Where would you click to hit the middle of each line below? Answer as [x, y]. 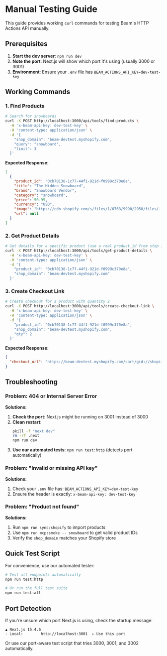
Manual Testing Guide [51, 9]
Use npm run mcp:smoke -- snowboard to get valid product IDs [75, 532]
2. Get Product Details [32, 236]
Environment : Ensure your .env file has [52, 72]
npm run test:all [23, 593]
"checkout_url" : [26, 362]
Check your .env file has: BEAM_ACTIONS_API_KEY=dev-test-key [75, 489]
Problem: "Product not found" [42, 507]
